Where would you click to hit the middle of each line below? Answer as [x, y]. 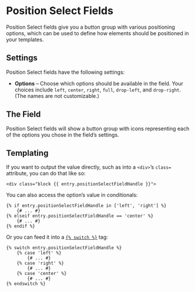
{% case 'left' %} [39, 253]
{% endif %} [21, 226]
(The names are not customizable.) [57, 96]
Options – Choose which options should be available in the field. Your [99, 83]
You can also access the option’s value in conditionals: [72, 195]
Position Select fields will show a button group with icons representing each [98, 128]
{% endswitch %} [26, 284]
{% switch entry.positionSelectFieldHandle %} [64, 248]
